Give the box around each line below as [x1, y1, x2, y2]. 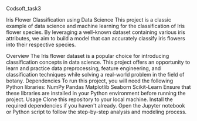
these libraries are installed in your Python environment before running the [6, 90, 186, 96]
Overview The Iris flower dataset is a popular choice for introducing [6, 53, 169, 59]
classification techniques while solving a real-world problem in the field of [6, 71, 185, 78]
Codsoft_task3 [6, 5, 41, 12]
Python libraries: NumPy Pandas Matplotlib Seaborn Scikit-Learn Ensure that [6, 84, 191, 90]
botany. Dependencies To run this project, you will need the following [6, 77, 174, 84]
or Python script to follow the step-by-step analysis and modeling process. [6, 108, 187, 115]
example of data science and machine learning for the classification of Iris [6, 23, 185, 29]
